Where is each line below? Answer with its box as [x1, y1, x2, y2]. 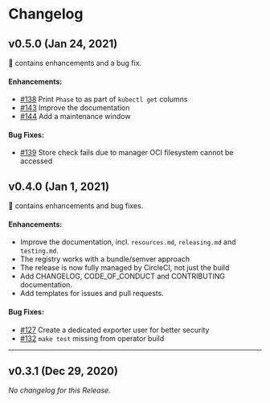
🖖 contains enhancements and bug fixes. [8, 201, 144, 211]
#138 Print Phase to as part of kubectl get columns [19, 94, 188, 105]
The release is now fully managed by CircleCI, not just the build [19, 263, 230, 273]
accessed [19, 156, 53, 166]
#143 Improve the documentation [19, 103, 130, 113]
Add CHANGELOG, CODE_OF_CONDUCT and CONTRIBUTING [19, 271, 225, 282]
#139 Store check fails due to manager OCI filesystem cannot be [19, 148, 234, 158]
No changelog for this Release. [8, 385, 111, 395]
